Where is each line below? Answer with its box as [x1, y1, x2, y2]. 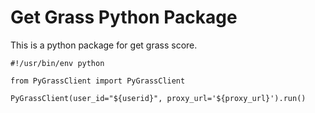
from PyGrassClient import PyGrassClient [10, 76, 186, 86]
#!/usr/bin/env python [10, 58, 105, 68]
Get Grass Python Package [10, 6, 238, 29]
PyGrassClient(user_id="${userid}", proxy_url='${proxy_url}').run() [10, 93, 307, 103]
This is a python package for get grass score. [10, 39, 198, 51]
